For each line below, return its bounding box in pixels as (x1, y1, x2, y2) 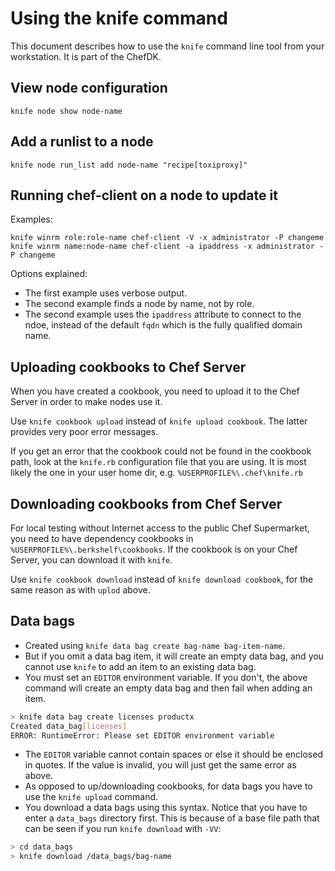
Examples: (10, 213, 53, 226)
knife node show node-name (10, 106, 123, 116)
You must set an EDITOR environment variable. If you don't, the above (24, 671, 308, 683)
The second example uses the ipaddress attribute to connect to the (24, 308, 302, 321)
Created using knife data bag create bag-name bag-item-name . (24, 639, 286, 651)
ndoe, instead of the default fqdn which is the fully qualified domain (24, 319, 303, 331)
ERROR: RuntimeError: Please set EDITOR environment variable (10, 730, 275, 741)
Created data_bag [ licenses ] (10, 721, 128, 731)
